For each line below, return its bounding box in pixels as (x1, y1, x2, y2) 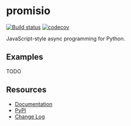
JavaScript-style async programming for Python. (6, 35, 126, 42)
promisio (6, 4, 51, 18)
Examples (6, 52, 43, 62)
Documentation (14, 100, 53, 107)
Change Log (14, 113, 46, 120)
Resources (6, 85, 47, 95)
